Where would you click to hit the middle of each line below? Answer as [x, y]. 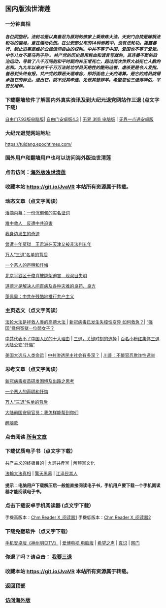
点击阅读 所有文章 [26, 437]
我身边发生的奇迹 [22, 234]
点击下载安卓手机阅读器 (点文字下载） [50, 506]
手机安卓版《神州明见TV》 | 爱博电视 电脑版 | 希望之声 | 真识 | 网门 [72, 543]
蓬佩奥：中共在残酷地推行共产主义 [40, 296]
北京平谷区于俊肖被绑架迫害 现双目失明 [46, 276]
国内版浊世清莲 [28, 9]
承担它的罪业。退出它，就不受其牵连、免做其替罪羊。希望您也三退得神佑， [81, 80]
